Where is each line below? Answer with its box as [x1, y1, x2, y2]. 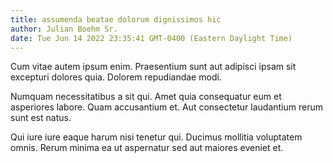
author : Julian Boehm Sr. [10, 24, 118, 34]
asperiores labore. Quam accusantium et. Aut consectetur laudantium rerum [10, 101, 324, 113]
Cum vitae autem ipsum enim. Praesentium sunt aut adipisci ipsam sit [10, 61, 297, 73]
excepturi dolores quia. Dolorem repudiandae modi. [10, 71, 222, 83]
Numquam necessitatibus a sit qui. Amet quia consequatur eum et [10, 91, 282, 103]
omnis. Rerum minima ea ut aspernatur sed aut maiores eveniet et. [10, 142, 284, 154]
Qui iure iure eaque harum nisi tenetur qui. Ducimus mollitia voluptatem [10, 131, 303, 143]
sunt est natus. [10, 112, 72, 124]
